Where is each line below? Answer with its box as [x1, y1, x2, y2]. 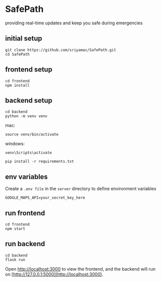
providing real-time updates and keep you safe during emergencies [5, 20, 143, 26]
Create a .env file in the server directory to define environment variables [5, 186, 157, 192]
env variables [5, 172, 48, 181]
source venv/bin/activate [5, 132, 58, 137]
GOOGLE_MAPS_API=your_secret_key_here [5, 195, 85, 201]
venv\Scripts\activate [5, 150, 52, 155]
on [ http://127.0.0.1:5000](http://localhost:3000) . [5, 271, 104, 277]
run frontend [5, 209, 46, 217]
